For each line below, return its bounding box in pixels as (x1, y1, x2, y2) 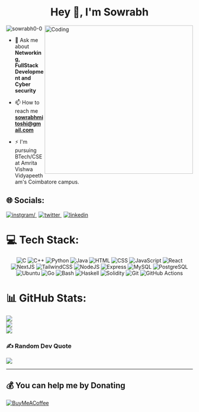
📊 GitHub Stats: (6, 291, 87, 305)
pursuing (14, 147, 37, 154)
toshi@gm (14, 120, 41, 127)
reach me (14, 107, 38, 115)
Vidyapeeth (14, 172, 43, 179)
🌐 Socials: (6, 195, 45, 205)
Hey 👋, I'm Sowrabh (50, 5, 149, 19)
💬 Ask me (14, 36, 38, 43)
